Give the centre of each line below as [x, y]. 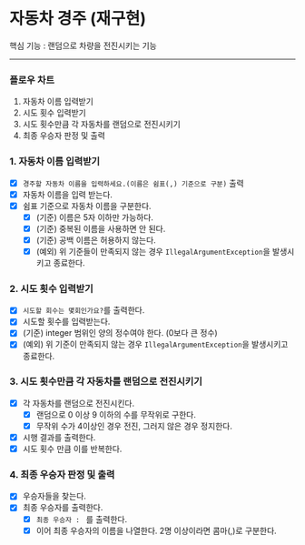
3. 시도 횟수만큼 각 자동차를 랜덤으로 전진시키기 [106, 381]
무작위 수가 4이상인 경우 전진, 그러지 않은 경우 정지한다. [134, 426]
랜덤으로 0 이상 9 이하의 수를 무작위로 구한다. [116, 414]
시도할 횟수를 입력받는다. [66, 322]
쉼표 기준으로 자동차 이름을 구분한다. [87, 206]
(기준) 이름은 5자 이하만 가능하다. [95, 217]
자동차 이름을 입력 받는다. [68, 194]
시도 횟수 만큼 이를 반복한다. [72, 449]
